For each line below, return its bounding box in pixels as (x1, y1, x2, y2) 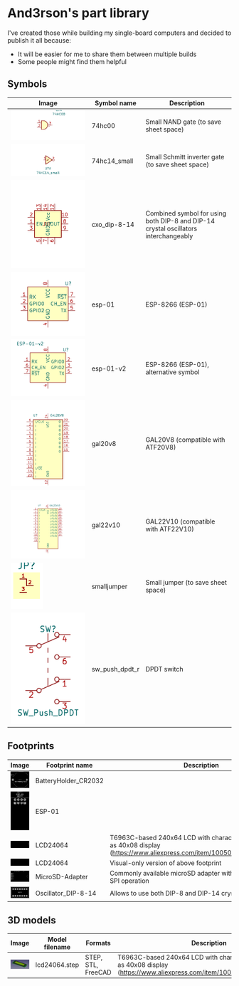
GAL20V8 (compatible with (145, 435, 225, 444)
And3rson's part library (7, 5, 149, 21)
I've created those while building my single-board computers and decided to (7, 28, 232, 37)
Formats (85, 939, 112, 948)
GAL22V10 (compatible (145, 517, 216, 526)
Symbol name (95, 99, 137, 107)
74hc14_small (91, 157, 134, 165)
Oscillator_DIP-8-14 (35, 889, 97, 898)
